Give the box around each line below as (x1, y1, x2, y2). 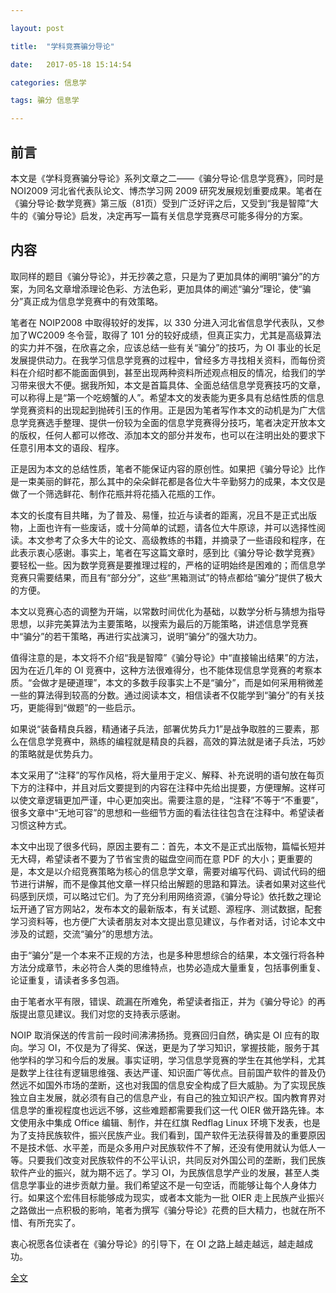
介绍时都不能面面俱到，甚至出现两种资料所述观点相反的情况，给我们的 (27, 366, 317, 378)
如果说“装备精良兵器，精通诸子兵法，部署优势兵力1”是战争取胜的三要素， (10, 722, 312, 735)
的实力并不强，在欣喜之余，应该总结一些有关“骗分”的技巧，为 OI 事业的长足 (10, 341, 322, 353)
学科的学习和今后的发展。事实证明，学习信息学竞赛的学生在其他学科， (18, 1054, 308, 1066)
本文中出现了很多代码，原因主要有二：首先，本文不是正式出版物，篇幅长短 (10, 840, 317, 852)
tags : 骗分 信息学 (10, 96, 80, 106)
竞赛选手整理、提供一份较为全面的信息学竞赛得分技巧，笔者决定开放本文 (27, 416, 326, 428)
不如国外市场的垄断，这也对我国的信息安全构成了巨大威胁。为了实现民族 (27, 1079, 326, 1091)
